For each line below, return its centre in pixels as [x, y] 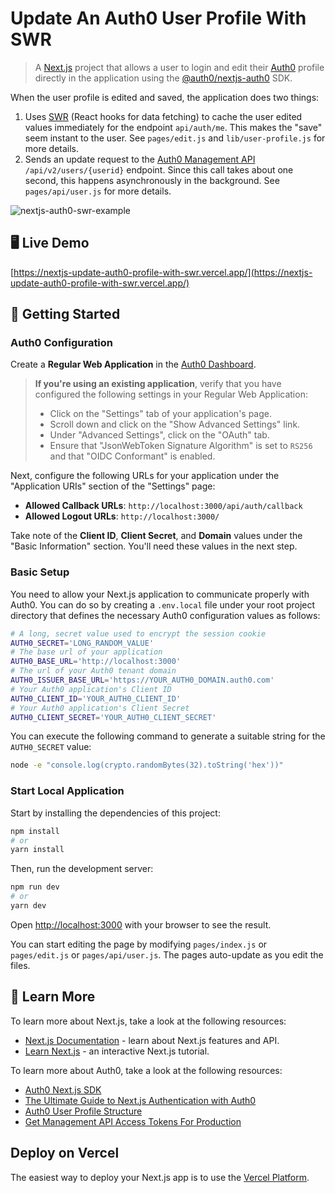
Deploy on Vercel [65, 1153]
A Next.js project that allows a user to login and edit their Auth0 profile [179, 67]
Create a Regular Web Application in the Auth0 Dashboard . [133, 364]
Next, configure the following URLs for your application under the [145, 476]
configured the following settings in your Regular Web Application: [171, 394]
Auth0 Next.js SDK [63, 1089]
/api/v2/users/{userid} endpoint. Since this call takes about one [159, 169]
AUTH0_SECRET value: [51, 747]
